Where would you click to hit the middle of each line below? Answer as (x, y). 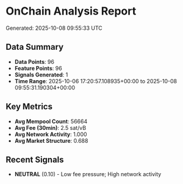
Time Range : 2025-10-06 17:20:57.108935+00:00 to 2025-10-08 (96, 81)
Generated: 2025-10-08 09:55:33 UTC (54, 28)
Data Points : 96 (34, 61)
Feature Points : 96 (38, 68)
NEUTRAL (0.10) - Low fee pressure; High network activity (88, 174)
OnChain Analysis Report (71, 11)
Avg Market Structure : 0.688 (51, 140)
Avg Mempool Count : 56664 (51, 121)
